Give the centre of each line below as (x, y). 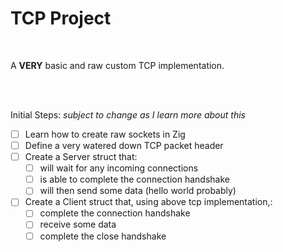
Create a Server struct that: (81, 157)
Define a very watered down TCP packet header (124, 145)
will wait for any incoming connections (119, 168)
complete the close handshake (103, 236)
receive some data (78, 224)
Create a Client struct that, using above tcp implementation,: (148, 202)
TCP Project (61, 18)
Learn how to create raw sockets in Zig (105, 134)
